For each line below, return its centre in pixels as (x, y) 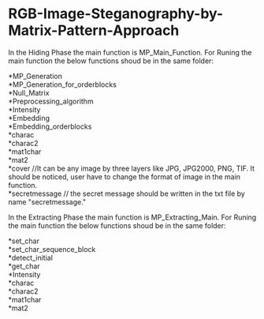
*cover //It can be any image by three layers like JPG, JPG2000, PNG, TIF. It (131, 168)
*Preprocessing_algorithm (51, 101)
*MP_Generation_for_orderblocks (62, 84)
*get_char (24, 266)
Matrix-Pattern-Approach (94, 30)
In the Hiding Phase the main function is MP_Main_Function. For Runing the (130, 52)
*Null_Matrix (29, 92)
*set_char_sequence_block (52, 249)
